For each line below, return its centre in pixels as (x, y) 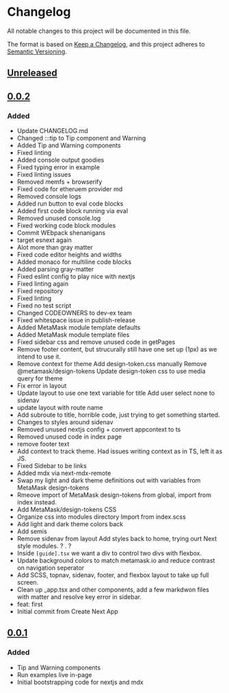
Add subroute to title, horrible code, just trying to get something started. (118, 415)
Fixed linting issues (44, 175)
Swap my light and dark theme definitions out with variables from (109, 481)
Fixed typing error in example (58, 167)
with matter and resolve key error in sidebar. (79, 597)
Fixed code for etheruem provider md (70, 189)
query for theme (40, 378)
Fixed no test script (44, 306)
